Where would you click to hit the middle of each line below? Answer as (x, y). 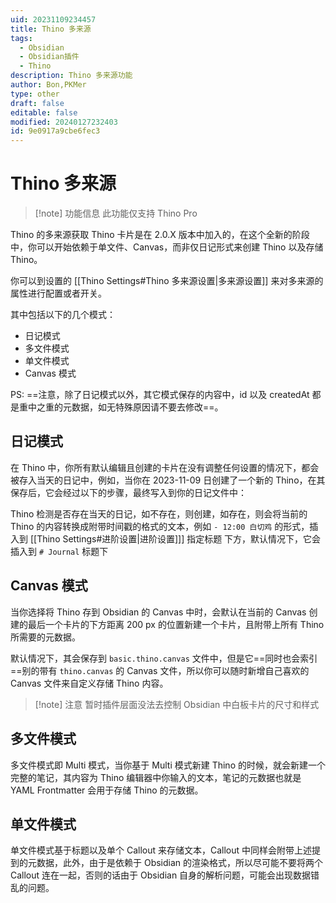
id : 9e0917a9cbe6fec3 (55, 131)
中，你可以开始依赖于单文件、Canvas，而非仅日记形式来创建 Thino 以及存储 (167, 247)
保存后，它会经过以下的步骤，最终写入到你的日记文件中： (128, 492)
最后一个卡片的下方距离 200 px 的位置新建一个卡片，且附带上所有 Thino (176, 624)
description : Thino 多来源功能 (71, 76)
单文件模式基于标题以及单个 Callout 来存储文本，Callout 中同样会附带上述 (161, 850)
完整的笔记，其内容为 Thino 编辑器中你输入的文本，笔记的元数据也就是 (156, 777)
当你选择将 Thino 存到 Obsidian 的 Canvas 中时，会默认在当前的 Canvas (158, 612)
